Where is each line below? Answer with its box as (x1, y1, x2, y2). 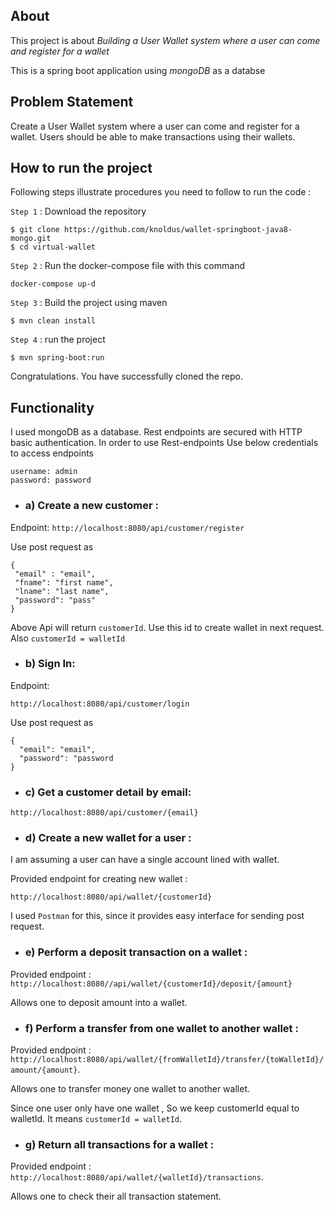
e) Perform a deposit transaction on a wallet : (24, 945, 248, 959)
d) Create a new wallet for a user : (24, 831, 192, 845)
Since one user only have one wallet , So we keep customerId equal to (10, 1102, 300, 1114)
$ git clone (10, 225, 60, 235)
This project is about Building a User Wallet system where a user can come (10, 34, 321, 46)
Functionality (10, 399, 95, 416)
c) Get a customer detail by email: (24, 785, 192, 799)
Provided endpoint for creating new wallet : (10, 873, 188, 885)
